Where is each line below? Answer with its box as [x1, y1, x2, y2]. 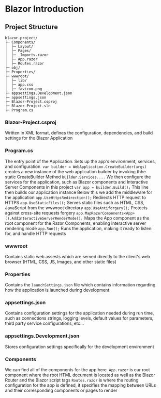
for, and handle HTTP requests [5, 231, 66, 236]
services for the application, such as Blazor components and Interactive [5, 179, 148, 185]
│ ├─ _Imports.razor [5, 52, 49, 57]
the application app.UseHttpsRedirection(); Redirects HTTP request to [5, 194, 146, 200]
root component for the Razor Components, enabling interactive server [5, 220, 146, 226]
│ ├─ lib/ [5, 78, 27, 83]
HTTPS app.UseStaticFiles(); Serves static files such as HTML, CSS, [5, 199, 145, 205]
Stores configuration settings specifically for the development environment [5, 344, 154, 349]
